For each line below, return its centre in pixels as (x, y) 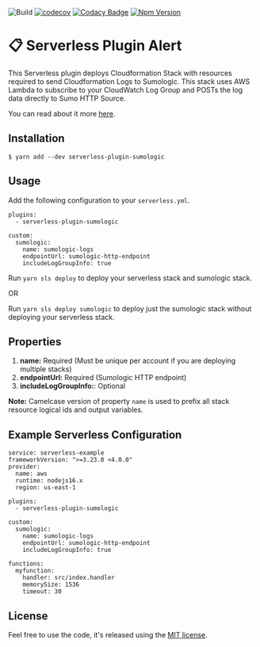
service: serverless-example (56, 453)
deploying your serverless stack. (61, 317)
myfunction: (35, 571)
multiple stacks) (46, 369)
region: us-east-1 (46, 488)
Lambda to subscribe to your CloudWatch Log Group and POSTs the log (126, 89)
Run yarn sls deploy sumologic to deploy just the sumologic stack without (130, 308)
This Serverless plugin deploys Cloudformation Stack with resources (120, 73)
